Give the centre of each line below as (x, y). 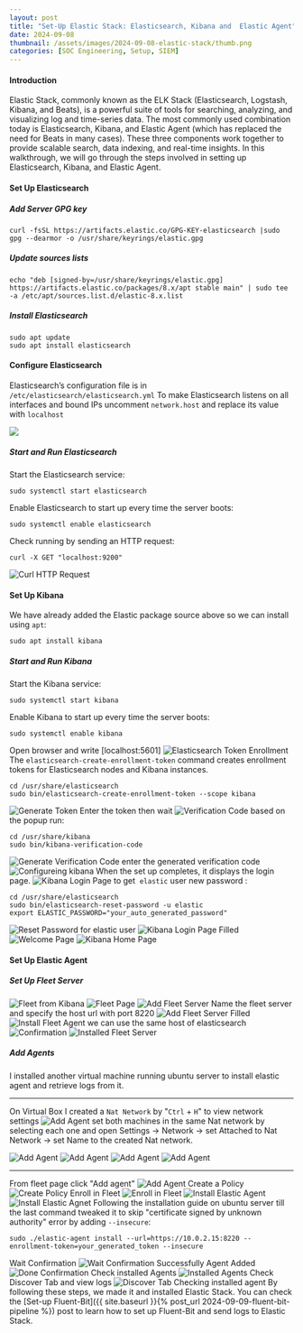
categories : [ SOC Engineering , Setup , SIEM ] (94, 51)
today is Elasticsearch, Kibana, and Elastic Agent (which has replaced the (146, 129)
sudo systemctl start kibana (64, 700)
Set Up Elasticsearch (49, 188)
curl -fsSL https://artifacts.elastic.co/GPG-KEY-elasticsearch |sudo (145, 230)
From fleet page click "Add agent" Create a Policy (127, 1183)
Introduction (33, 80)
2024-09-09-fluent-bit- (246, 1301)
